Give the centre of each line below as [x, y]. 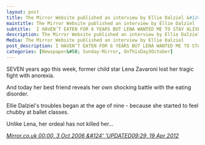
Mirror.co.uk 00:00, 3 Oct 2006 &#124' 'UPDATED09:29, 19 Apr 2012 [92, 135]
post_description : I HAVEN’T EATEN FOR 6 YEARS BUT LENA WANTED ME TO [98, 46]
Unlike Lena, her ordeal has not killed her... [60, 124]
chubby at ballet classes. [38, 112]
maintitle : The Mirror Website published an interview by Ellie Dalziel [101, 23]
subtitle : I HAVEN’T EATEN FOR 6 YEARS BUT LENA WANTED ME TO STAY [95, 29]
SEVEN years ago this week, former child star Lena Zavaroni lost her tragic [100, 69]
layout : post [23, 12]
